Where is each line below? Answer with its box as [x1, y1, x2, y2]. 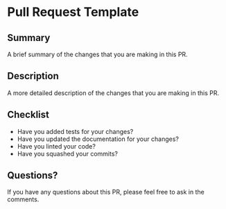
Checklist [7, 109, 50, 121]
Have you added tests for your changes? [17, 127, 134, 135]
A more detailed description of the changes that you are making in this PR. [7, 88, 220, 97]
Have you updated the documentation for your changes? [17, 135, 179, 143]
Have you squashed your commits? [17, 149, 118, 158]
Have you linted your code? [17, 142, 96, 150]
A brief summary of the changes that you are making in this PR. [7, 50, 189, 58]
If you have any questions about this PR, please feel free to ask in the [7, 188, 205, 197]
